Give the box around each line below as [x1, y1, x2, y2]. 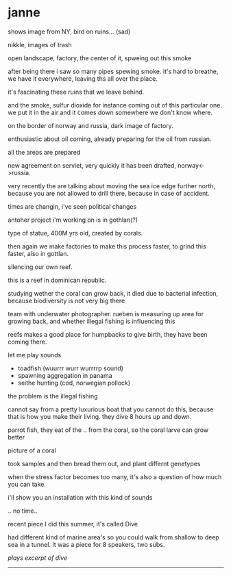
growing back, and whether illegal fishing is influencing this [8, 317, 175, 325]
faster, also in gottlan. [8, 249, 69, 257]
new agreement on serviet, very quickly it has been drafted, [8, 161, 177, 169]
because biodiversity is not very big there [8, 296, 125, 305]
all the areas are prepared [8, 148, 81, 156]
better [8, 433, 25, 441]
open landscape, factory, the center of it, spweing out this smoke [8, 53, 192, 62]
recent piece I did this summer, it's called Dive [8, 520, 138, 528]
